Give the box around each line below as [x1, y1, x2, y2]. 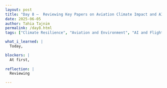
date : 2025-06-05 [5, 16, 41, 21]
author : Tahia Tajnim [5, 21, 50, 26]
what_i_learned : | [5, 39, 43, 44]
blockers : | [5, 52, 30, 57]
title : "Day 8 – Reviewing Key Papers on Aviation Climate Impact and [5, 12, 157, 17]
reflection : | [5, 66, 35, 72]
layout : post [5, 7, 32, 12]
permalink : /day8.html [5, 26, 52, 31]
